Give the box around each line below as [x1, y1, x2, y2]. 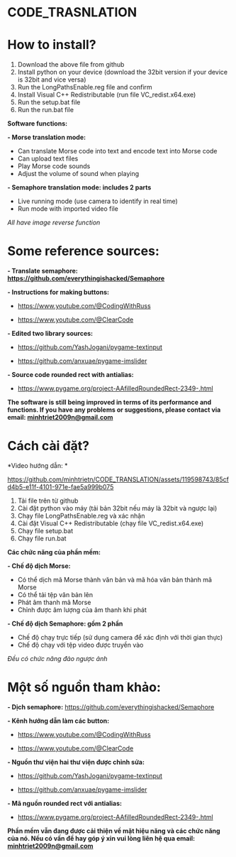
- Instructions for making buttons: [7, 288, 110, 297]
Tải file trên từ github [17, 496, 79, 505]
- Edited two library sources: [7, 329, 94, 338]
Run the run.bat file [17, 106, 74, 114]
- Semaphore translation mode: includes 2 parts [7, 183, 152, 192]
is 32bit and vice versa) [17, 75, 86, 84]
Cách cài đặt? [7, 438, 90, 454]
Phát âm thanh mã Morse [17, 598, 91, 606]
